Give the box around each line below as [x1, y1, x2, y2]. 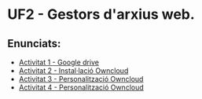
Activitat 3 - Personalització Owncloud [18, 75, 144, 83]
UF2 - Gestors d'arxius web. [7, 5, 196, 24]
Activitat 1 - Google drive [18, 57, 100, 67]
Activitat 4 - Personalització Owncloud [18, 82, 145, 92]
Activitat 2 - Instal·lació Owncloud [18, 66, 129, 75]
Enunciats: [7, 37, 61, 50]
